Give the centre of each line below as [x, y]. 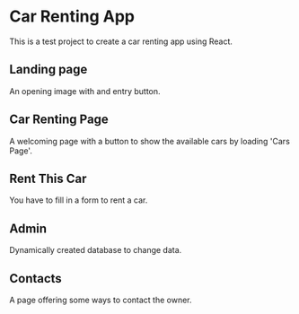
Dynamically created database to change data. [96, 250]
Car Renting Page [59, 120]
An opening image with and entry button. [85, 91]
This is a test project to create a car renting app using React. [121, 41]
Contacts [36, 279]
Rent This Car [48, 178]
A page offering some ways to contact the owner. [101, 300]
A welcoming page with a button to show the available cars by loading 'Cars [149, 141]
